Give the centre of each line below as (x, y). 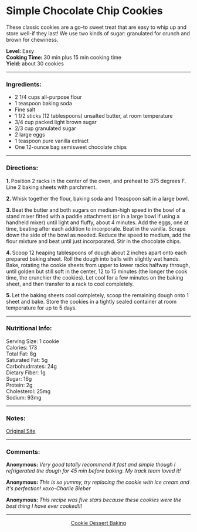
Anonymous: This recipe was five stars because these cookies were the (94, 500)
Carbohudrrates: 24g (32, 366)
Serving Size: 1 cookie (33, 341)
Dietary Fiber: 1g (26, 373)
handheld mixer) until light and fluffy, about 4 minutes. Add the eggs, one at (97, 222)
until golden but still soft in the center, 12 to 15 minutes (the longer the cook (97, 271)
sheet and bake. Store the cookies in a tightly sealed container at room (91, 301)
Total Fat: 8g (21, 354)
